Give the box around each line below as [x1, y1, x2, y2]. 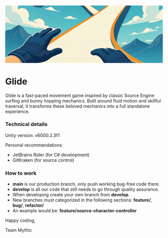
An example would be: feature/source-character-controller [12, 208, 137, 214]
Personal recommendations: [5, 142, 63, 148]
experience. [5, 108, 30, 114]
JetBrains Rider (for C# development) [12, 152, 90, 158]
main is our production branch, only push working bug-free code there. [12, 181, 160, 187]
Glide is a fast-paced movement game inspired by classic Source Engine [5, 92, 154, 98]
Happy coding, [5, 217, 36, 223]
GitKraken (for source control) [12, 157, 74, 163]
